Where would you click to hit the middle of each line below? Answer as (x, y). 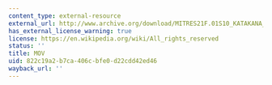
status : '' (27, 46)
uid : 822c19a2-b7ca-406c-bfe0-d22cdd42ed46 (83, 62)
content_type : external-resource (65, 16)
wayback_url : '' (36, 69)
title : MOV (27, 53)
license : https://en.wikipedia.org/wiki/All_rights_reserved (114, 38)
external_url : (32, 23)
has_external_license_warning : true (70, 31)
